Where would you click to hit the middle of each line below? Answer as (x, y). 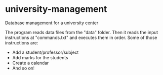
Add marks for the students (40, 57)
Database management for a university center (52, 23)
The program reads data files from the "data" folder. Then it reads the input (81, 32)
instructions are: (22, 42)
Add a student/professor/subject (45, 52)
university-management (56, 9)
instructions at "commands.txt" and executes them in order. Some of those (81, 37)
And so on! (23, 68)
